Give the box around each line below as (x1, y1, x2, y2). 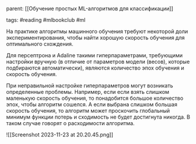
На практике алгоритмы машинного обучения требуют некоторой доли (6, 28, 188, 35)
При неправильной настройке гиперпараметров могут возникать (6, 82, 173, 89)
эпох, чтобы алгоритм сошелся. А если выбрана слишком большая (6, 101, 178, 108)
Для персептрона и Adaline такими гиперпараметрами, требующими (6, 52, 183, 58)
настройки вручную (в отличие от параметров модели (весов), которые (6, 58, 190, 65)
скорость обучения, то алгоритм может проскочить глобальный (6, 107, 170, 114)
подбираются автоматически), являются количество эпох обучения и (6, 64, 185, 71)
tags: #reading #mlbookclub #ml (6, 17, 86, 23)
